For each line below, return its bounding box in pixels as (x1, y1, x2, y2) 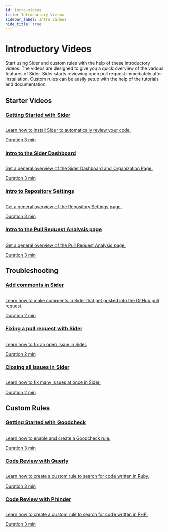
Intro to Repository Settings (5, 188, 74, 195)
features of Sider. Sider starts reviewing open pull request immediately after (5, 71, 162, 77)
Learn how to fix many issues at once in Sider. (5, 379, 101, 385)
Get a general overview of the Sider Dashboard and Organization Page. (5, 165, 153, 172)
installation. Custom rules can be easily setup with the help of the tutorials (5, 76, 159, 82)
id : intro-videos (5, 7, 42, 13)
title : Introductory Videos (5, 12, 65, 17)
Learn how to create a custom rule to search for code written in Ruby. (5, 473, 150, 479)
